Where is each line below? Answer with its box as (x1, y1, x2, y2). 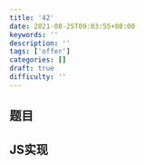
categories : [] (9, 55, 67, 64)
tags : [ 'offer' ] (9, 47, 71, 56)
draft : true (9, 64, 54, 73)
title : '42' (9, 13, 54, 23)
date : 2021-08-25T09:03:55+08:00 (9, 22, 136, 31)
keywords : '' (9, 30, 59, 39)
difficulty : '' (9, 73, 67, 82)
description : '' (9, 38, 71, 48)
